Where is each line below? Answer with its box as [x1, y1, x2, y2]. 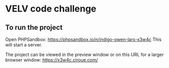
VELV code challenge [5, 3, 97, 15]
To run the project [5, 23, 63, 32]
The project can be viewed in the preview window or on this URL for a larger [5, 51, 164, 57]
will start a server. [5, 42, 43, 48]
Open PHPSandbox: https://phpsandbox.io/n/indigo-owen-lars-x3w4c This [5, 36, 162, 42]
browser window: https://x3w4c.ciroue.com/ [5, 57, 98, 63]
